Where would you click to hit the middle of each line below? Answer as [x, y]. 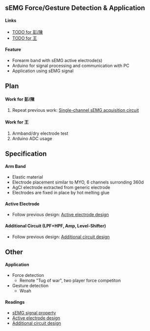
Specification [26, 154]
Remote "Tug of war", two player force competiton [70, 281]
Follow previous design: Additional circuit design [61, 237]
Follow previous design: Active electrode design [60, 215]
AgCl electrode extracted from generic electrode [61, 187]
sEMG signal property [34, 313]
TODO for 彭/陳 [27, 32]
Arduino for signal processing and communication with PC [71, 65]
